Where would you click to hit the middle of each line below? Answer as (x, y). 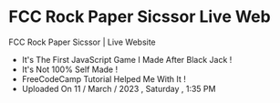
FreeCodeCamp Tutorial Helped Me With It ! (104, 78)
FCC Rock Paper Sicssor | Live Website (82, 42)
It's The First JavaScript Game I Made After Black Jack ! (127, 59)
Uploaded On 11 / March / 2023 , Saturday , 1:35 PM (119, 88)
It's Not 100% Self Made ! (70, 69)
